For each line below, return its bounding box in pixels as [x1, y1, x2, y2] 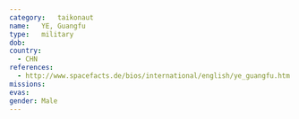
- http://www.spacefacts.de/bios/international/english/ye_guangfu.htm [17, 72, 291, 81]
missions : [9, 80, 47, 89]
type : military [9, 30, 74, 38]
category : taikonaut [9, 13, 94, 22]
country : [9, 47, 42, 55]
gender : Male [9, 96, 58, 106]
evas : [9, 88, 30, 97]
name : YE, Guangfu [9, 21, 87, 30]
